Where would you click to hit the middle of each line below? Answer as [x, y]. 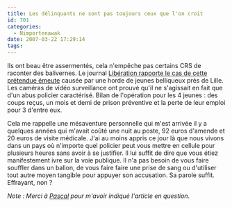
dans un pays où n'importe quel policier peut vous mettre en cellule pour [111, 146]
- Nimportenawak [37, 33]
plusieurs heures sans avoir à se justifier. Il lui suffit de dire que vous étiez [113, 153]
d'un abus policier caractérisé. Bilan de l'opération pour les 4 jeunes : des [113, 95]
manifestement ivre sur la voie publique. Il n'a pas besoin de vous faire [108, 160]
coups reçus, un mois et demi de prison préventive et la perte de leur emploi [116, 102]
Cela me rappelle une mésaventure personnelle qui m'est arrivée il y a [107, 123]
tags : [15, 46]
